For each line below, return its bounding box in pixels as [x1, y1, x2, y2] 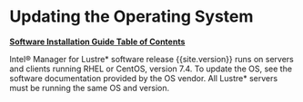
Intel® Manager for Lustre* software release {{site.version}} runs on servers [9, 53, 294, 64]
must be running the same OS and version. [9, 82, 170, 93]
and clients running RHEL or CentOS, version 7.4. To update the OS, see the [9, 63, 293, 74]
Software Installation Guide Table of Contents [9, 36, 186, 47]
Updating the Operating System [9, 6, 254, 27]
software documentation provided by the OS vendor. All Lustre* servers [9, 72, 278, 83]
